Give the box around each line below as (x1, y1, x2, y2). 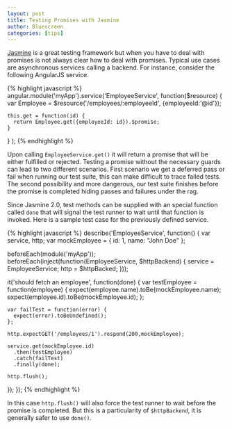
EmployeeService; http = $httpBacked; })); (7, 265, 129, 273)
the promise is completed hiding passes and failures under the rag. (7, 187, 199, 195)
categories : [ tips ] (7, 29, 64, 37)
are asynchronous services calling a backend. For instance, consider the (7, 63, 215, 72)
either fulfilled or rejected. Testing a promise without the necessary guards (7, 158, 221, 166)
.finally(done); (13, 361, 60, 369)
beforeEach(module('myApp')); (7, 250, 96, 258)
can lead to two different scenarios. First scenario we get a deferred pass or (7, 165, 225, 174)
